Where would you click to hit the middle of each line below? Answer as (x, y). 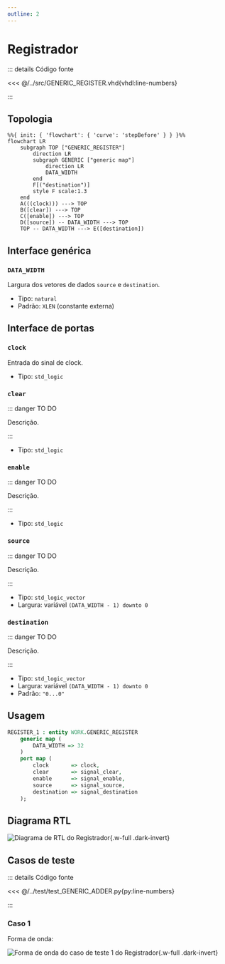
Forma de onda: (31, 939)
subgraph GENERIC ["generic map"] (84, 160)
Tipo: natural (37, 299)
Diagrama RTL (39, 820)
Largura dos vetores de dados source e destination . (84, 285)
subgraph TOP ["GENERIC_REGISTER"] (73, 148)
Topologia (30, 119)
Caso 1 (19, 923)
